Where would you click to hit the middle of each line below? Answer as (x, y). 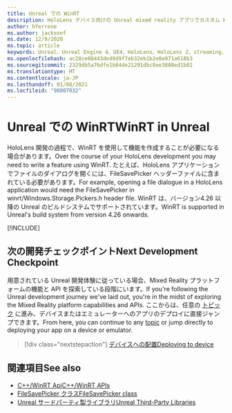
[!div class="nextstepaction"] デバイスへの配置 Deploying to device (119, 344)
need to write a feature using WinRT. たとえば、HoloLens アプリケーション (114, 165)
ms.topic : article (33, 46)
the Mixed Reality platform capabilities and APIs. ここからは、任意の (104, 304)
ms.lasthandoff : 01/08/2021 (48, 84)
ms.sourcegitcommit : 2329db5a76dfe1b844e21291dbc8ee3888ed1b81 (100, 65)
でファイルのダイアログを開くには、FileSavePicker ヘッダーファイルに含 (110, 174)
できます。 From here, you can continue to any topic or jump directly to (113, 322)
